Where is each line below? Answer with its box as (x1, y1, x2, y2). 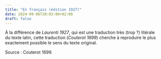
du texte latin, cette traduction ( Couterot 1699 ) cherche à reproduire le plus (5, 35, 156, 40)
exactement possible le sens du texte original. (5, 40, 98, 46)
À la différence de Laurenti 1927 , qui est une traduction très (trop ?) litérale (5, 30, 155, 36)
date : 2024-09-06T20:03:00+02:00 (5, 12, 73, 17)
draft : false (5, 16, 32, 21)
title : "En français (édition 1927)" (5, 7, 82, 12)
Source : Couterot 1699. (5, 49, 53, 55)
